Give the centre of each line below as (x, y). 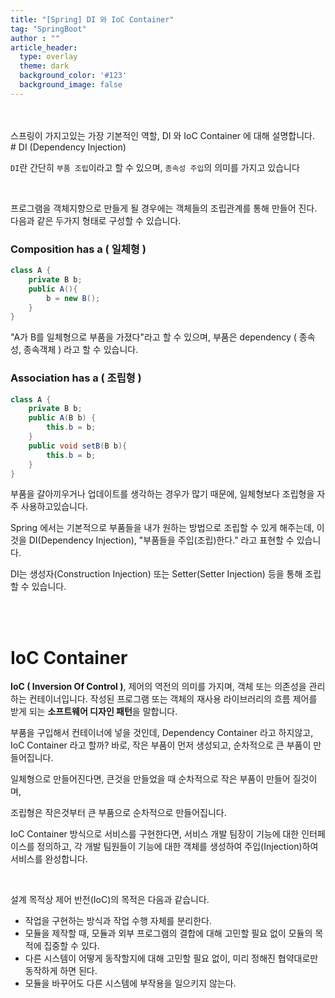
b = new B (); (73, 298)
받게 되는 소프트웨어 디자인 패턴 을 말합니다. (94, 712)
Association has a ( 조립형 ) (76, 378)
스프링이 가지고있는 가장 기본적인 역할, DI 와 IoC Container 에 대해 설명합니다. (162, 135)
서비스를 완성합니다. (49, 859)
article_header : (44, 47)
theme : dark (44, 66)
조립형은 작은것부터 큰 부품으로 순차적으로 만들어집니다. (118, 813)
